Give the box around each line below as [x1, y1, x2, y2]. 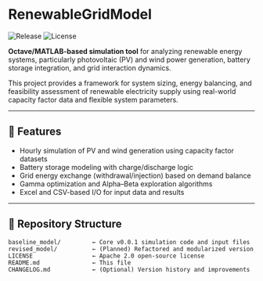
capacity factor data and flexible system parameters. [8, 95, 178, 104]
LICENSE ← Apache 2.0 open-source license [8, 252, 205, 260]
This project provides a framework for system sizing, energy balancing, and [8, 78, 252, 88]
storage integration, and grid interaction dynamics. [8, 63, 171, 72]
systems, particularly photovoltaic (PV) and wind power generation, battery [8, 55, 250, 64]
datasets [19, 154, 49, 164]
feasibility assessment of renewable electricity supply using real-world [8, 86, 236, 95]
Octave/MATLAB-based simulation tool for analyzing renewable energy [8, 46, 243, 56]
